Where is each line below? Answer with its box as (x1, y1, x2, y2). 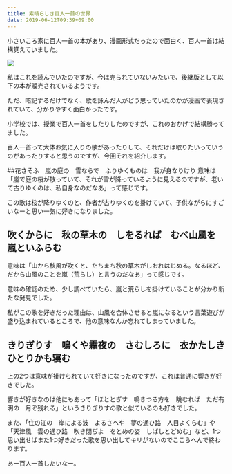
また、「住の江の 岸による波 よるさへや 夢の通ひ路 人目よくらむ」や (7, 419, 216, 427)
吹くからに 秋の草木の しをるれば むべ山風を (7, 229, 216, 241)
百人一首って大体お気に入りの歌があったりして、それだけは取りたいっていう (7, 143, 224, 151)
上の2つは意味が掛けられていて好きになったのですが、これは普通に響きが (7, 372, 216, 381)
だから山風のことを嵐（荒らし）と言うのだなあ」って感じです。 (7, 271, 188, 279)
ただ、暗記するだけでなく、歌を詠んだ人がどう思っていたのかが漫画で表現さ (7, 96, 224, 104)
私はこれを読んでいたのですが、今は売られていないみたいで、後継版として (7, 73, 218, 81)
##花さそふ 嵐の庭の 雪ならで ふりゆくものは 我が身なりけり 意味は (7, 166, 216, 174)
